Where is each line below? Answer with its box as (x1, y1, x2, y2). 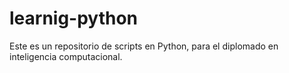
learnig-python (9, 7, 139, 30)
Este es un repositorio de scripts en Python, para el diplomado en (9, 40, 279, 52)
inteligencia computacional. (9, 50, 123, 62)
